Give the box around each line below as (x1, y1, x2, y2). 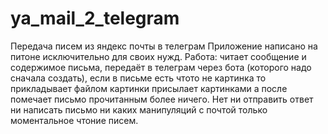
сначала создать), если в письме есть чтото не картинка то (10, 72, 267, 84)
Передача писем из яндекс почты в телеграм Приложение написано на (10, 40, 318, 52)
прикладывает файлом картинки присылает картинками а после (10, 82, 288, 94)
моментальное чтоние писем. (10, 114, 139, 126)
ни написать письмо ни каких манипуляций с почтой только (10, 103, 268, 116)
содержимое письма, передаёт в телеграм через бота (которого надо (10, 61, 312, 73)
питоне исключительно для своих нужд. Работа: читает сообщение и (10, 50, 307, 62)
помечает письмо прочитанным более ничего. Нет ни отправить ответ (10, 93, 314, 105)
